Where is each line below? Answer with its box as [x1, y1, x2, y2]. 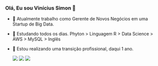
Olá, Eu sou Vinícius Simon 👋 [5, 4, 76, 11]
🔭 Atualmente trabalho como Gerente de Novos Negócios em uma [12, 16, 148, 22]
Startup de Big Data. [12, 21, 54, 27]
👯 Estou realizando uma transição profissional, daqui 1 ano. [12, 46, 134, 52]
